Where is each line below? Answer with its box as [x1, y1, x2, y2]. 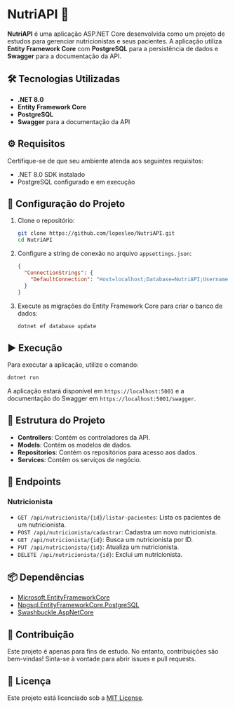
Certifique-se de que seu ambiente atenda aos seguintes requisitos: [7, 156, 204, 165]
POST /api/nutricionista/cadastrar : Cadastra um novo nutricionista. [17, 527, 217, 536]
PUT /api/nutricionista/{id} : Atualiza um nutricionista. [17, 543, 180, 551]
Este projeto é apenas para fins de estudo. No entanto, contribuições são [7, 647, 219, 656]
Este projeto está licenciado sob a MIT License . [7, 694, 144, 702]
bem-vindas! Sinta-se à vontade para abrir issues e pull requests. [7, 655, 196, 663]
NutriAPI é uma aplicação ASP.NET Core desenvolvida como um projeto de [7, 29, 226, 38]
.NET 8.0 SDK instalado [17, 170, 86, 178]
